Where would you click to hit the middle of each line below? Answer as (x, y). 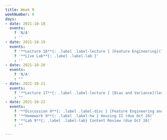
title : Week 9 (20, 10)
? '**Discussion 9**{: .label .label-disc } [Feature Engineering (84, 111)
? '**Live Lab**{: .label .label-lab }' (56, 56)
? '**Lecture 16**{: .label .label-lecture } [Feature (72, 51)
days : (11, 19)
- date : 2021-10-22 (25, 102)
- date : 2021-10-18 (25, 24)
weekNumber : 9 (20, 14)
